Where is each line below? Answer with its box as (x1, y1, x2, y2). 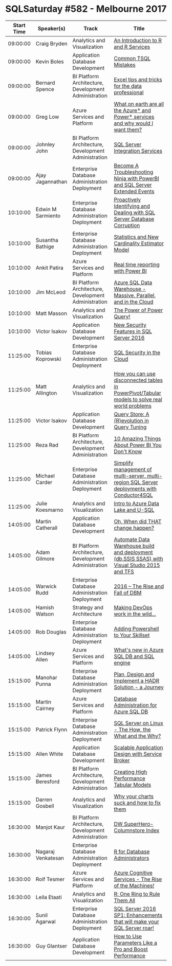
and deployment (114, 548, 153, 555)
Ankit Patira (35, 264, 63, 271)
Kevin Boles (35, 58, 64, 65)
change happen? (114, 524, 155, 531)
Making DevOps (114, 604, 153, 611)
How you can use (114, 370, 156, 377)
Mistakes (114, 61, 136, 68)
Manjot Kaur (35, 823, 66, 830)
